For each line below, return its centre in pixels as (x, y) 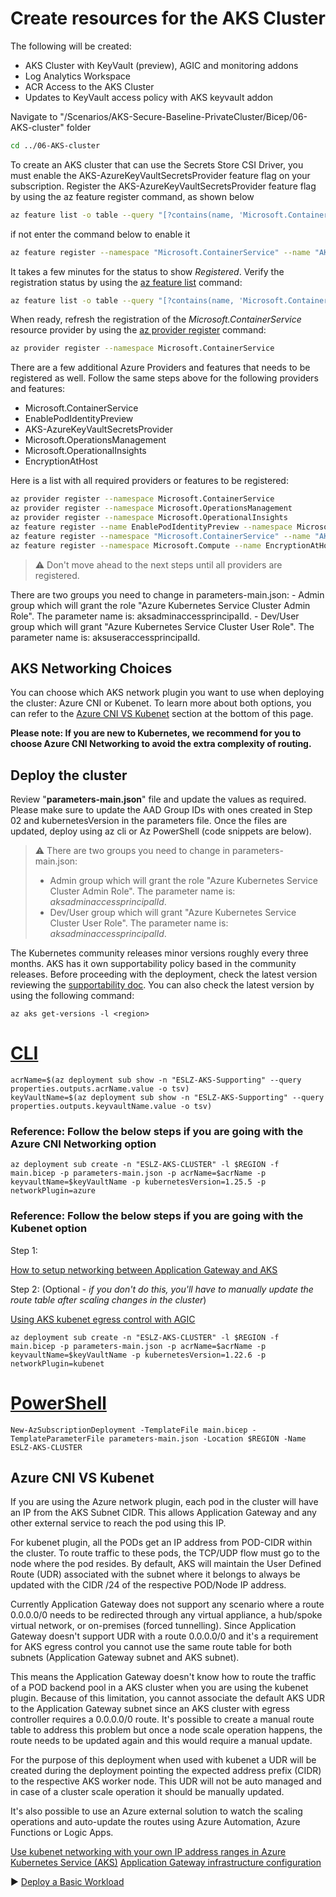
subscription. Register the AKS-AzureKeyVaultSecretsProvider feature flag (163, 186)
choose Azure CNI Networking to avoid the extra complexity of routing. (161, 744)
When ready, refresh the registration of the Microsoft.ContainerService (156, 319)
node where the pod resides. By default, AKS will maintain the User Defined (166, 1564)
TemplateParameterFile (57, 1438)
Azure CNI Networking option (83, 1144)
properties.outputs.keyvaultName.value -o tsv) (111, 1107)
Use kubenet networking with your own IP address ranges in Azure (148, 1852)
